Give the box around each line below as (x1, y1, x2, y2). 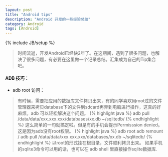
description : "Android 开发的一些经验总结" (5, 17, 91, 22)
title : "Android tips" (5, 12, 53, 17)
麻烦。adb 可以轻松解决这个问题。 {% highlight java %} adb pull (17, 110, 149, 116)
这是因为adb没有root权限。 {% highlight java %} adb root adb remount (17, 128, 163, 134)
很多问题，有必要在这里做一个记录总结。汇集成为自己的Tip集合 (26, 56, 156, 63)
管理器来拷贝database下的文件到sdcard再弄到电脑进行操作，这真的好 (17, 104, 161, 110)
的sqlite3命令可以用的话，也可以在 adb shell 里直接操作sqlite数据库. (17, 146, 157, 152)
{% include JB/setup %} (5, 40, 55, 46)
